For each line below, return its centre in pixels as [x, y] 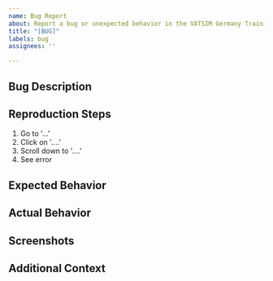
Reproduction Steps [60, 114]
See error [36, 160]
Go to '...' [35, 134]
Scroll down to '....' [51, 151]
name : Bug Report [38, 16]
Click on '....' [41, 143]
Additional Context [57, 268]
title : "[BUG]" [34, 31]
